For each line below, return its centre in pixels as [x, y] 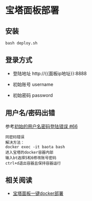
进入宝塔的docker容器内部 [29, 152]
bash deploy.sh [21, 43]
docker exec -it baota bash [35, 147]
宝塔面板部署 [32, 11]
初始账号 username [33, 84]
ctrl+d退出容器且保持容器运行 [33, 163]
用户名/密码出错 [30, 113]
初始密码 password [33, 95]
